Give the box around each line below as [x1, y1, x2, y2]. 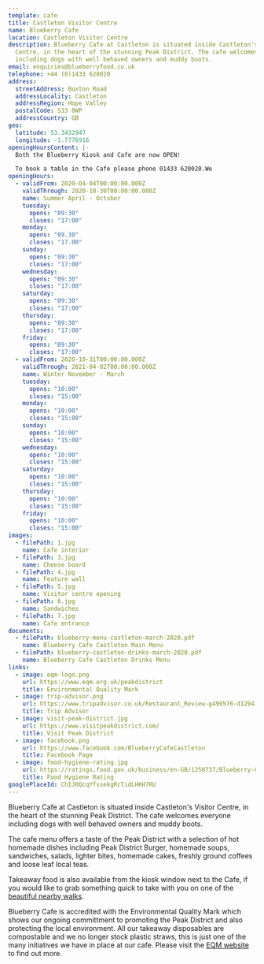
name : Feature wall [22, 575, 86, 583]
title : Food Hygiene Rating [22, 773, 114, 781]
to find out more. [8, 948, 63, 958]
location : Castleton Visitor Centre [8, 33, 128, 42]
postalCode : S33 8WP [15, 107, 82, 115]
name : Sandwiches [22, 605, 79, 612]
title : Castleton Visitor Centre [8, 19, 118, 27]
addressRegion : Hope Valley [15, 99, 108, 107]
